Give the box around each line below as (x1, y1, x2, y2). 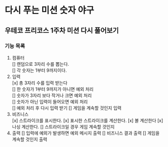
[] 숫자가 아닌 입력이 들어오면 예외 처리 (12, 98, 88, 104)
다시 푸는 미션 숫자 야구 (5, 5, 95, 16)
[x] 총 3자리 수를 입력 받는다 (12, 80, 67, 86)
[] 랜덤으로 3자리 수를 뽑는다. (12, 61, 69, 67)
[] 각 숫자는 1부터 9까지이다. (12, 67, 67, 73)
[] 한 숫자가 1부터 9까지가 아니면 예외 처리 (12, 86, 94, 92)
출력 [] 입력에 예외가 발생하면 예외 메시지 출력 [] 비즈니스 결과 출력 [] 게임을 (12, 130, 160, 136)
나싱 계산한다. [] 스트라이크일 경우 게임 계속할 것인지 (12, 123, 115, 129)
